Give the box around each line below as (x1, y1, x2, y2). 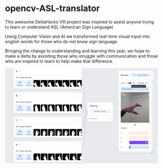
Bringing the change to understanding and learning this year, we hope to (5, 48, 150, 54)
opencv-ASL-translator (5, 3, 100, 14)
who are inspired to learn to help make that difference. (5, 58, 114, 64)
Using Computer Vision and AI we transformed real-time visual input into (5, 33, 150, 39)
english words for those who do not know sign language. (5, 38, 119, 44)
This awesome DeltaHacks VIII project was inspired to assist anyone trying (5, 19, 154, 25)
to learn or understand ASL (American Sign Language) (5, 24, 114, 30)
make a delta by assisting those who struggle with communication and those (5, 53, 158, 59)
